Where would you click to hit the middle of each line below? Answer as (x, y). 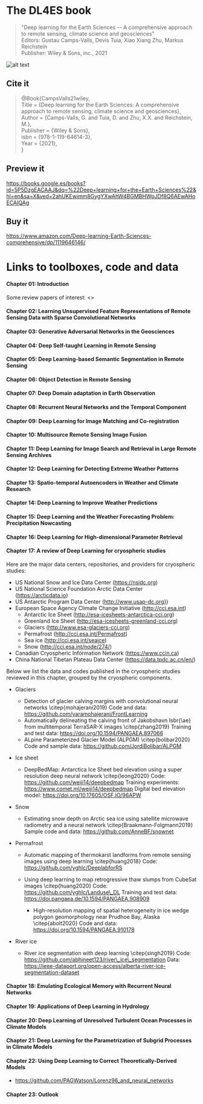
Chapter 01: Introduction (38, 284)
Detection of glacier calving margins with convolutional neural (101, 701)
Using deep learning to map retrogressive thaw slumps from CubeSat (110, 879)
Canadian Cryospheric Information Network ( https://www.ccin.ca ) (97, 653)
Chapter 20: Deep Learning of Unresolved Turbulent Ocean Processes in (99, 1020)
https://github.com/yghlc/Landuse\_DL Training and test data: (101, 892)
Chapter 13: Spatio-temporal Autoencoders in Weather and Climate (92, 482)
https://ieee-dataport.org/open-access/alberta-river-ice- (95, 966)
